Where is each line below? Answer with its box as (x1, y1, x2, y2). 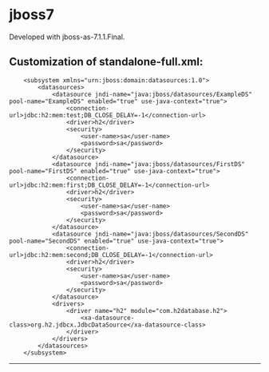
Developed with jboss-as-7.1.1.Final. (9, 32, 125, 42)
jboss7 (9, 6, 55, 24)
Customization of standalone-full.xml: (9, 55, 204, 69)
